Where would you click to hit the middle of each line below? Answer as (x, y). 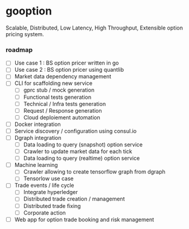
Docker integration (37, 124)
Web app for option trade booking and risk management (84, 219)
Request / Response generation (62, 110)
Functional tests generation (57, 97)
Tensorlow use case (48, 178)
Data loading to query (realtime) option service (82, 158)
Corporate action (44, 213)
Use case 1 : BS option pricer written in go (66, 63)
